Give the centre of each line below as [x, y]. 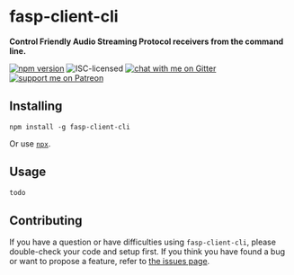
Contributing [46, 221]
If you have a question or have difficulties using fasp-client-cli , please [143, 242]
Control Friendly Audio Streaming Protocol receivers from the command [147, 41]
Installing [36, 106]
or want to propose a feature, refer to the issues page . [110, 262]
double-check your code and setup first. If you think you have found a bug [147, 252]
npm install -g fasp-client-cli [70, 127]
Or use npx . [30, 143]
